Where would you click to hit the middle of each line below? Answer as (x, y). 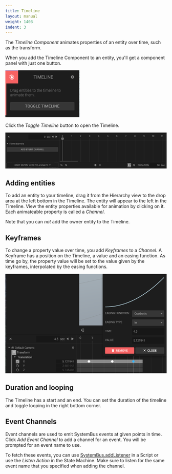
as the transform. (24, 48)
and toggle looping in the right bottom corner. (53, 405)
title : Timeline (23, 11)
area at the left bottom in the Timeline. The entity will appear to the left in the (86, 201)
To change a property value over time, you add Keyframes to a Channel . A (84, 250)
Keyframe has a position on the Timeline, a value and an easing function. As (85, 256)
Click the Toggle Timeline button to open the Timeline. (62, 125)
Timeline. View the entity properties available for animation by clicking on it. (85, 206)
